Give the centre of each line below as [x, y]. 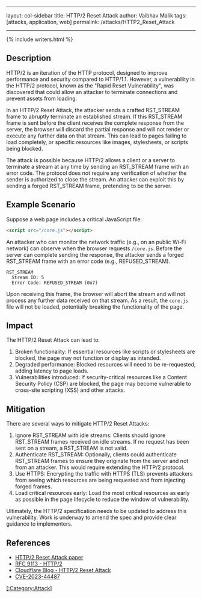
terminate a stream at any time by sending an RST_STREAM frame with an [98, 166]
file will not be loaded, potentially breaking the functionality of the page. [95, 307]
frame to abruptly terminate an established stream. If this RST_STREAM [94, 116]
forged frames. [33, 486]
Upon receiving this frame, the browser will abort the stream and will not [96, 294]
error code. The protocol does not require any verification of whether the [96, 173]
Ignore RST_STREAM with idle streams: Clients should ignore [90, 435]
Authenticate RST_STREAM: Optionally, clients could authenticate [96, 455]
